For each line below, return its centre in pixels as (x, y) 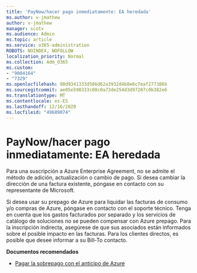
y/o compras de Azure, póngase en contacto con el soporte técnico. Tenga (99, 208)
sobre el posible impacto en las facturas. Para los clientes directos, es (92, 234)
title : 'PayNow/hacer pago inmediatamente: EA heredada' (79, 12)
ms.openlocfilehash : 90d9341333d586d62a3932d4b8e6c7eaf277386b (87, 85)
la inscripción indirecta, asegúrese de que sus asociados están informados (99, 227)
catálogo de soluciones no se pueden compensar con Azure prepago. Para (99, 221)
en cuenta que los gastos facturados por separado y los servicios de (91, 215)
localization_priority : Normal (45, 56)
